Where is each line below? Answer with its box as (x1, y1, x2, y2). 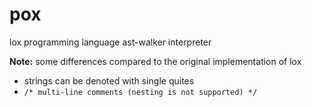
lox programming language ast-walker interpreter (9, 36, 212, 48)
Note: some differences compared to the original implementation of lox (9, 55, 302, 67)
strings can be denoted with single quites (23, 74, 195, 87)
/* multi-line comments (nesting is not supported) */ (23, 87, 258, 97)
